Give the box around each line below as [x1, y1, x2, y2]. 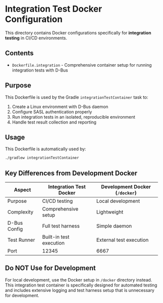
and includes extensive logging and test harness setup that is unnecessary [5, 287, 155, 293]
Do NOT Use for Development [5, 264, 96, 272]
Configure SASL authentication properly [12, 108, 92, 115]
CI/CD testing [42, 198, 73, 205]
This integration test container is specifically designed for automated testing [5, 282, 158, 288]
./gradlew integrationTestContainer [5, 156, 79, 160]
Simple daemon [96, 223, 132, 230]
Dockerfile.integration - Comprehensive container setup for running [12, 62, 152, 68]
